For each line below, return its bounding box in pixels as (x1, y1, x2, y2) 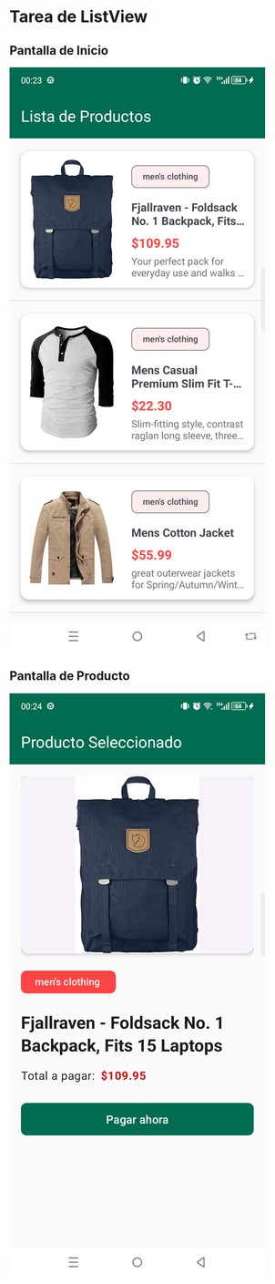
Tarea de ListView (9, 6, 148, 27)
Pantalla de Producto (9, 668, 130, 684)
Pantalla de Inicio (9, 43, 109, 58)
